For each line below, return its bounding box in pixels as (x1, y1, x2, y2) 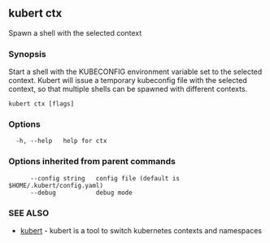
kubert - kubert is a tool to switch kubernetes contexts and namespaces (20, 226, 263, 235)
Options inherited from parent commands (8, 156, 176, 167)
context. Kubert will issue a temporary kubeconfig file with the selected (8, 76, 247, 85)
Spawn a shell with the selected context (8, 28, 142, 37)
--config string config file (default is (29, 174, 181, 182)
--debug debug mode (29, 189, 133, 197)
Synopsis (8, 48, 46, 59)
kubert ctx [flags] (8, 100, 75, 108)
